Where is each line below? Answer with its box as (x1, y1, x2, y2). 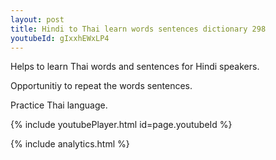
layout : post (10, 14, 65, 25)
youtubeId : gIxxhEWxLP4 (10, 33, 110, 43)
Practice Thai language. (10, 99, 108, 111)
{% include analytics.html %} (10, 138, 130, 150)
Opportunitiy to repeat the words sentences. (10, 80, 193, 92)
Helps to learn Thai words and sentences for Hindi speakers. (10, 61, 260, 73)
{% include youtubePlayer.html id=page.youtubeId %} (10, 119, 233, 131)
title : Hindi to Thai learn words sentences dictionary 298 (10, 24, 267, 34)
